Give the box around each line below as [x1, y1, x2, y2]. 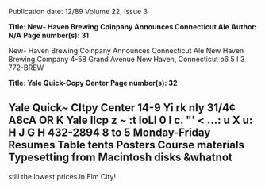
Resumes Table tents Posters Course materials [8, 138, 244, 152]
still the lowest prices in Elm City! [8, 172, 117, 181]
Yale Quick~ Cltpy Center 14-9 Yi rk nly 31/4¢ [8, 101, 236, 114]
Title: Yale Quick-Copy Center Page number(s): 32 [8, 79, 178, 87]
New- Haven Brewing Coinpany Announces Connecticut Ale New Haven [8, 46, 244, 55]
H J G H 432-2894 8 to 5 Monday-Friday [8, 126, 211, 140]
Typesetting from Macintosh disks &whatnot [8, 151, 232, 164]
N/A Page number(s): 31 [8, 31, 90, 40]
